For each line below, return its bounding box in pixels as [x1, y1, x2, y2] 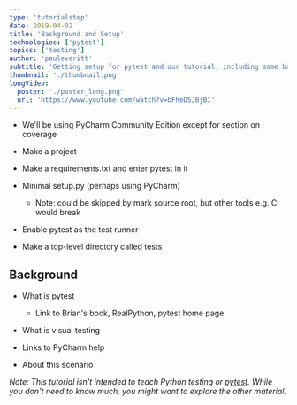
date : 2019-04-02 [9, 21, 73, 30]
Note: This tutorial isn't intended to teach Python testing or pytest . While [9, 377, 273, 387]
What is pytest [21, 291, 75, 301]
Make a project [21, 146, 77, 157]
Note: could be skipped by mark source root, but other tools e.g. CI [34, 198, 280, 208]
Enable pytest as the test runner [21, 224, 139, 235]
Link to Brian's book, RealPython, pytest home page [34, 308, 225, 319]
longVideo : [9, 79, 49, 88]
